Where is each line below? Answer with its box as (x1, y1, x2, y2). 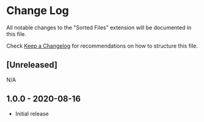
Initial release (15, 110, 49, 117)
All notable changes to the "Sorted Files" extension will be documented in (6, 24, 192, 31)
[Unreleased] (6, 60, 58, 70)
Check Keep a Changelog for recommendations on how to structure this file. (6, 42, 199, 49)
